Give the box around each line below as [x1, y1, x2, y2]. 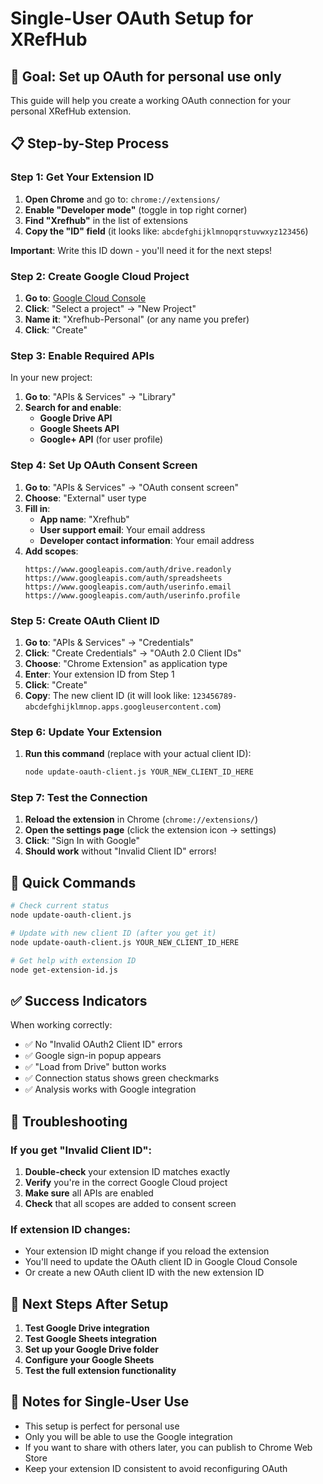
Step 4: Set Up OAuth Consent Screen [10, 458, 198, 472]
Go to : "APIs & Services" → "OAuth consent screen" [24, 481, 240, 493]
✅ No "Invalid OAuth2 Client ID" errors [24, 1038, 183, 1051]
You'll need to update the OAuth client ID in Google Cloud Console [24, 1256, 298, 1268]
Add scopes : [24, 545, 79, 557]
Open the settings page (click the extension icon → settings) [24, 824, 277, 836]
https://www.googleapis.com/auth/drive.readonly [24, 564, 232, 574]
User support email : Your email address [39, 523, 206, 536]
